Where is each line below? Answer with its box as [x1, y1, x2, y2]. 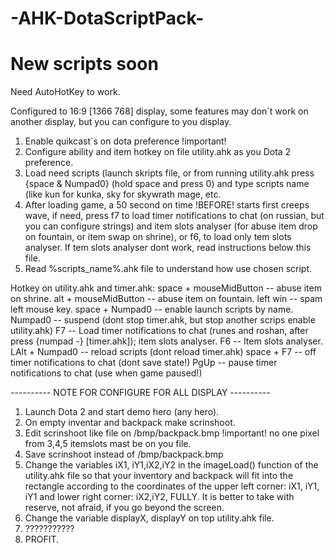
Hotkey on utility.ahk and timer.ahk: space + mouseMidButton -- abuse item [10, 282, 322, 294]
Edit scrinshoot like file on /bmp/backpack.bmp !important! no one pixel [24, 427, 320, 439]
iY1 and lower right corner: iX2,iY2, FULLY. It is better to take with [24, 491, 295, 503]
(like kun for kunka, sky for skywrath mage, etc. [24, 188, 222, 201]
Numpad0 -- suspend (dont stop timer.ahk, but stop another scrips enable [10, 314, 316, 326]
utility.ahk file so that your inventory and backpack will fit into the [24, 470, 294, 482]
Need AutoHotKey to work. [10, 86, 121, 98]
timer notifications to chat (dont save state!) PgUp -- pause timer [10, 357, 278, 369]
